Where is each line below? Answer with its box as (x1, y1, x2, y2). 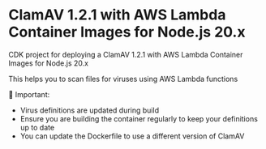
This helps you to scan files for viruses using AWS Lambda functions (8, 74, 238, 83)
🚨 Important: (8, 89, 50, 99)
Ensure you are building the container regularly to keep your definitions (19, 113, 258, 123)
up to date (19, 122, 55, 132)
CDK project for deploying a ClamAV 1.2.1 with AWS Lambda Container (8, 49, 243, 59)
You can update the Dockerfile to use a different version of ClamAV (19, 131, 245, 141)
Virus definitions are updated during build (19, 105, 160, 115)
